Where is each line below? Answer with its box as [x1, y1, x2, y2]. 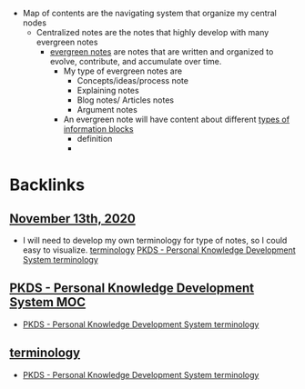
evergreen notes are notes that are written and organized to [49, 46, 274, 57]
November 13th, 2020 [9, 211, 137, 226]
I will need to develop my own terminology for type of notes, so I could [22, 235, 288, 245]
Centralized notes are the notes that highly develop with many [36, 27, 269, 37]
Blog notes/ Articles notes [76, 95, 175, 105]
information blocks [63, 124, 134, 135]
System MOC [9, 294, 86, 310]
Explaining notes [76, 85, 139, 95]
